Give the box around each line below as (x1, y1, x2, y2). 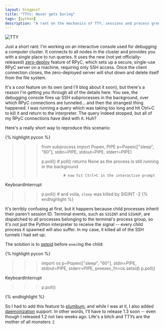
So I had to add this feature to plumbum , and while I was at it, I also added (5, 304, 154, 309)
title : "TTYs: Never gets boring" (5, 12, 76, 17)
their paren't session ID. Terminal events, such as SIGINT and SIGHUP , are (5, 211, 150, 217)
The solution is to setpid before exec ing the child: (5, 241, 104, 247)
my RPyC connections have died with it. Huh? (5, 115, 97, 121)
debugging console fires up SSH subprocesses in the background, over (5, 95, 149, 101)
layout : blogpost (5, 7, 41, 12)
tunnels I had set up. (5, 232, 46, 238)
